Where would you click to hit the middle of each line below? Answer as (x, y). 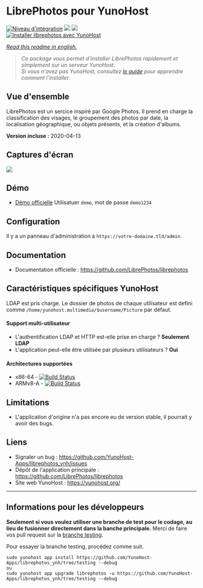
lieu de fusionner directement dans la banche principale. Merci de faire (97, 528)
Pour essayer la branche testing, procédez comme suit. (75, 546)
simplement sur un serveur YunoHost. (68, 65)
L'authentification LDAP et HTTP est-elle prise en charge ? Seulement (102, 337)
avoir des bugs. (34, 424)
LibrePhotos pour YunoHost (78, 11)
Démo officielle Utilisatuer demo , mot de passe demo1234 (83, 202)
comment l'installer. (46, 77)
